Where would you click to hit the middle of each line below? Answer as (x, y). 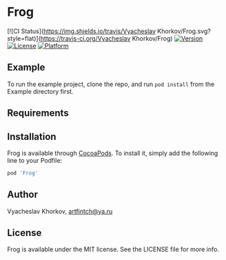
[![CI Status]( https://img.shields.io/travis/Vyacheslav (82, 31)
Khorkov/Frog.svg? (184, 31)
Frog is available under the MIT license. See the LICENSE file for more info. (113, 250)
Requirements (38, 113)
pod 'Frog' (23, 173)
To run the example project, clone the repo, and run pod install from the (111, 84)
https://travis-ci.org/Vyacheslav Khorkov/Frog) (107, 38)
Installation (32, 136)
